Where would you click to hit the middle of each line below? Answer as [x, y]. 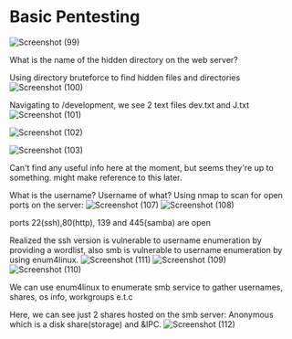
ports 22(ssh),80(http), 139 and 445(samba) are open [110, 222]
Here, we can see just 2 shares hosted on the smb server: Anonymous [141, 314]
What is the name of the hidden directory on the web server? [124, 59]
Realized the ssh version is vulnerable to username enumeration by [136, 240]
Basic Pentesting [75, 17]
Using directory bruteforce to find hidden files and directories [125, 77]
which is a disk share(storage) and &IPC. [86, 324]
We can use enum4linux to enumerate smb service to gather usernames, [146, 287]
